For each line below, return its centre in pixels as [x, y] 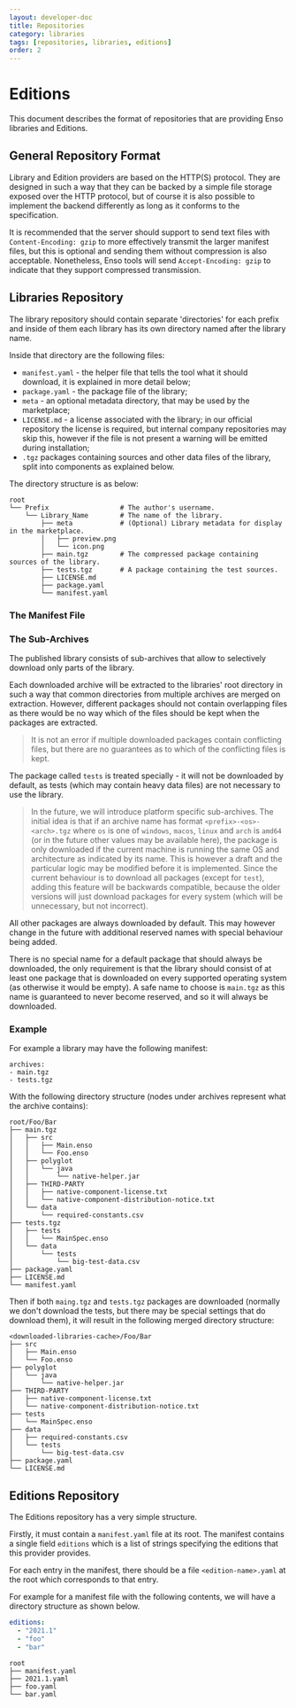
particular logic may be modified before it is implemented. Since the [154, 868]
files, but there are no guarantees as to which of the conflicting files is [158, 749]
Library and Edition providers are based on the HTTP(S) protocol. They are [145, 177]
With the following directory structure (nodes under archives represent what [148, 1096]
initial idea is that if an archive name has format [117, 821]
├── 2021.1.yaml [39, 1679]
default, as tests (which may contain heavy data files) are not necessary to [145, 784]
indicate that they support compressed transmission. [105, 269]
